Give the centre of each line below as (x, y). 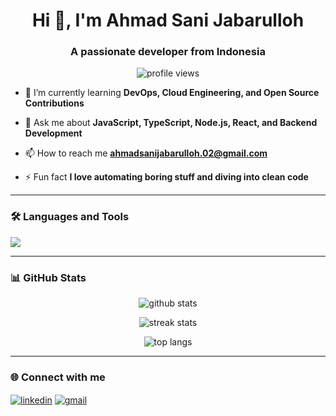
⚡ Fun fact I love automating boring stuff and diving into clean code (166, 177)
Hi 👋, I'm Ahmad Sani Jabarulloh (168, 20)
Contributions (54, 103)
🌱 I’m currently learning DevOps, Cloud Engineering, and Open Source (172, 93)
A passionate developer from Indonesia (168, 52)
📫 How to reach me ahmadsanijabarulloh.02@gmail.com (146, 153)
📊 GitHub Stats (48, 277)
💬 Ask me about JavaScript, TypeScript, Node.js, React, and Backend (171, 123)
